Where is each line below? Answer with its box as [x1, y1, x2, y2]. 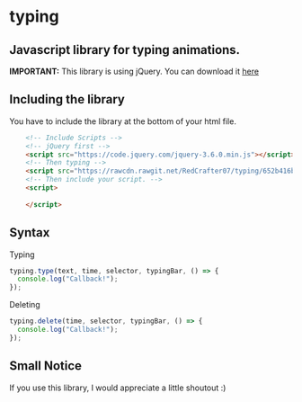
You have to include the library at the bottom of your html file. [9, 115, 236, 127]
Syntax [9, 225, 50, 240]
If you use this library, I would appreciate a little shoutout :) [9, 382, 226, 393]
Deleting [9, 299, 40, 310]
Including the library [9, 92, 126, 107]
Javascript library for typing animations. [9, 42, 241, 58]
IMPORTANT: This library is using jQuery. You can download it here [9, 66, 259, 76]
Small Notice [9, 358, 83, 374]
